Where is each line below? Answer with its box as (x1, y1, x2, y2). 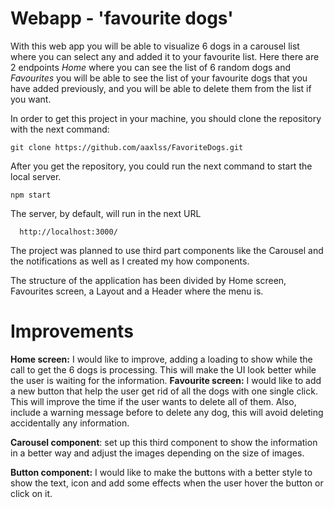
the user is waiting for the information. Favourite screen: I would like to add (10, 374, 322, 386)
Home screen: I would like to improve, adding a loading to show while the (10, 353, 313, 365)
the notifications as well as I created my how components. (10, 255, 250, 267)
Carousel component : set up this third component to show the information (10, 436, 318, 448)
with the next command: (10, 123, 110, 135)
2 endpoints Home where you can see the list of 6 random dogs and (10, 61, 292, 73)
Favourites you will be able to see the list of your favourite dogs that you (10, 72, 308, 84)
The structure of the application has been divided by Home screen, (10, 274, 287, 286)
